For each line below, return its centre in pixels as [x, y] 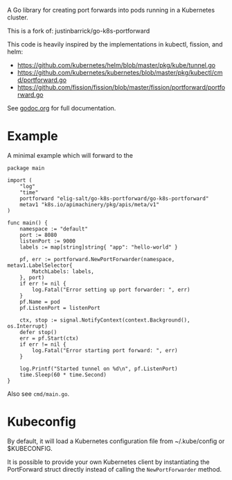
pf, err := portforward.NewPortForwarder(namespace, [97, 259]
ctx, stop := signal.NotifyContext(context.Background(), [105, 320]
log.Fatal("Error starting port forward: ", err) [105, 350]
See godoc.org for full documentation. [62, 108]
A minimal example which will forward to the [70, 155]
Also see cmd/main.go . [38, 394]
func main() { [28, 223]
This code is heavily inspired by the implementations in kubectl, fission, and [115, 44]
